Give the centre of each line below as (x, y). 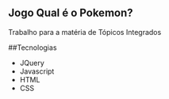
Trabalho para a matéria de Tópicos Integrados (85, 32)
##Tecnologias (33, 48)
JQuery (32, 63)
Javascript (37, 71)
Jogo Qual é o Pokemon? (71, 13)
